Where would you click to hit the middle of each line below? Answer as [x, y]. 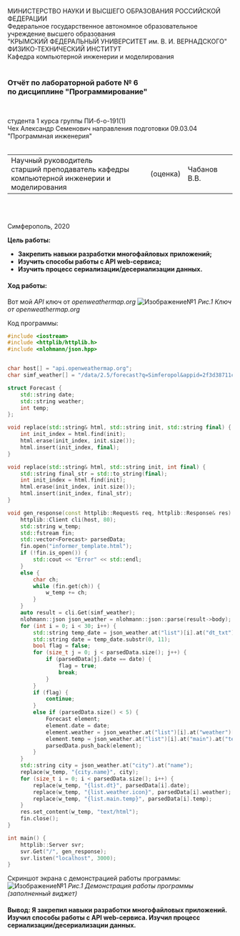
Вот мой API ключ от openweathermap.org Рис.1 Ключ [120, 302]
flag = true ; [78, 666]
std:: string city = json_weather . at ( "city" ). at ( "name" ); [107, 766]
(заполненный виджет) [42, 894]
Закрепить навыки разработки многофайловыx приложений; [115, 254]
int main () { [27, 838]
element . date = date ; [78, 725]
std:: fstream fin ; [47, 533]
